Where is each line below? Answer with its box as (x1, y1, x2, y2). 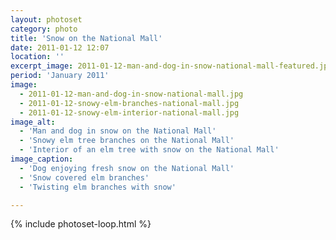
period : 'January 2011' (10, 71, 110, 81)
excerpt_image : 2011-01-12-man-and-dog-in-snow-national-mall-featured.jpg (10, 61, 333, 71)
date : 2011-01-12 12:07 (10, 42, 110, 53)
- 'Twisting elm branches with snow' (19, 182, 177, 192)
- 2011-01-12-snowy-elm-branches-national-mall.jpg (19, 98, 240, 108)
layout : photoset (10, 14, 83, 25)
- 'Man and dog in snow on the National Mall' (19, 126, 217, 136)
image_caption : (10, 154, 74, 164)
